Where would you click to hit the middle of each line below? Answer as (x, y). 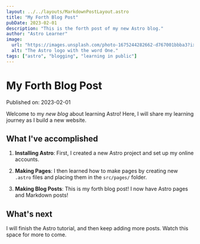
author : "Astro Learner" (37, 34)
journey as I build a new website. (46, 120)
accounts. (27, 159)
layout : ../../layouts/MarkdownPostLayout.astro (68, 12)
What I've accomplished (52, 139)
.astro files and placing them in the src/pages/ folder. (81, 177)
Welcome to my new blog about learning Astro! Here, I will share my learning (100, 113)
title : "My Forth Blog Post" (42, 17)
